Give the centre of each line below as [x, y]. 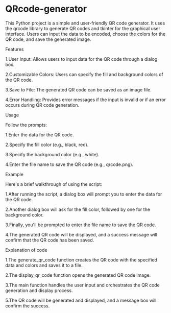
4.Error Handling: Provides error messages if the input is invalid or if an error [86, 100]
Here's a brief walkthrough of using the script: [54, 184]
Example [15, 174]
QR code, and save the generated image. [48, 39]
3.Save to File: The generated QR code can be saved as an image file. [79, 89]
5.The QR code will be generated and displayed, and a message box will [81, 300]
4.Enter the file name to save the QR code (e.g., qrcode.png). [69, 164]
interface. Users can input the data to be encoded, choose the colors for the [86, 34]
